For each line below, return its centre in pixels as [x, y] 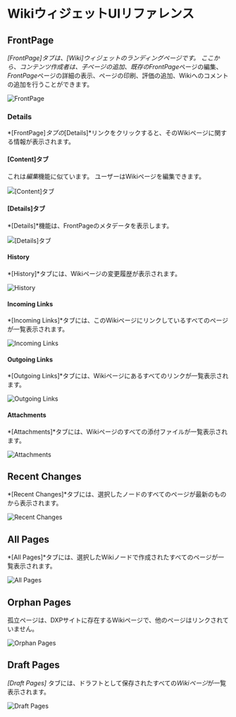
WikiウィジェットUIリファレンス [101, 14]
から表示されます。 [35, 503]
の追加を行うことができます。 [50, 84]
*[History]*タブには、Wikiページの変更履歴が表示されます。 [94, 273]
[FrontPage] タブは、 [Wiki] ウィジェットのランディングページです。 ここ [111, 58]
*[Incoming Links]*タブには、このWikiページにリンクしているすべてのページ [118, 320]
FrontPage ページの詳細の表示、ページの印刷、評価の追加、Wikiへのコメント [118, 75]
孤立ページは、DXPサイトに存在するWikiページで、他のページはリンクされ [115, 620]
